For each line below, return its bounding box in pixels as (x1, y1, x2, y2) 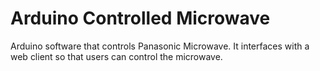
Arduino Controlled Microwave (10, 7, 271, 30)
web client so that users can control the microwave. (10, 50, 223, 62)
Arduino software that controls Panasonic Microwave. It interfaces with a (10, 40, 310, 52)
